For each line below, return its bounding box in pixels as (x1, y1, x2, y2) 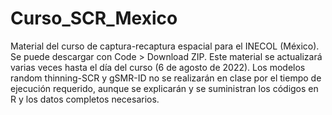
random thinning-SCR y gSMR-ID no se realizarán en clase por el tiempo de (10, 72, 322, 84)
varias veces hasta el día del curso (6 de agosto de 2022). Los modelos (10, 61, 306, 73)
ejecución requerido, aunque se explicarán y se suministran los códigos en (10, 82, 319, 94)
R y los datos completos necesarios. (10, 93, 160, 105)
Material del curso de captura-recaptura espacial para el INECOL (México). (10, 40, 320, 52)
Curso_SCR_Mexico (10, 7, 178, 30)
